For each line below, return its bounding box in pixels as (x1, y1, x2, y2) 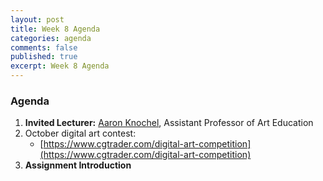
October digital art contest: (24, 127, 137, 140)
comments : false (10, 42, 78, 53)
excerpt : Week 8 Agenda (10, 61, 110, 71)
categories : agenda (10, 33, 92, 43)
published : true (10, 52, 78, 62)
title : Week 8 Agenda (10, 24, 101, 34)
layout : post (10, 14, 65, 25)
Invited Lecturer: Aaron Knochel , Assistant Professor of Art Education (24, 117, 314, 129)
